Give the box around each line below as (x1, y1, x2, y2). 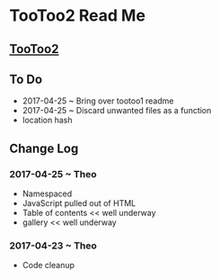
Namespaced (22, 188, 73, 199)
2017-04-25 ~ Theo (9, 167, 97, 180)
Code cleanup (22, 260, 75, 271)
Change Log (9, 140, 79, 156)
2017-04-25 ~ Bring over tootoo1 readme (22, 95, 174, 106)
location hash (22, 114, 73, 126)
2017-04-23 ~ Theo (9, 239, 97, 252)
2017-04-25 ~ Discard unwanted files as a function (22, 105, 212, 116)
